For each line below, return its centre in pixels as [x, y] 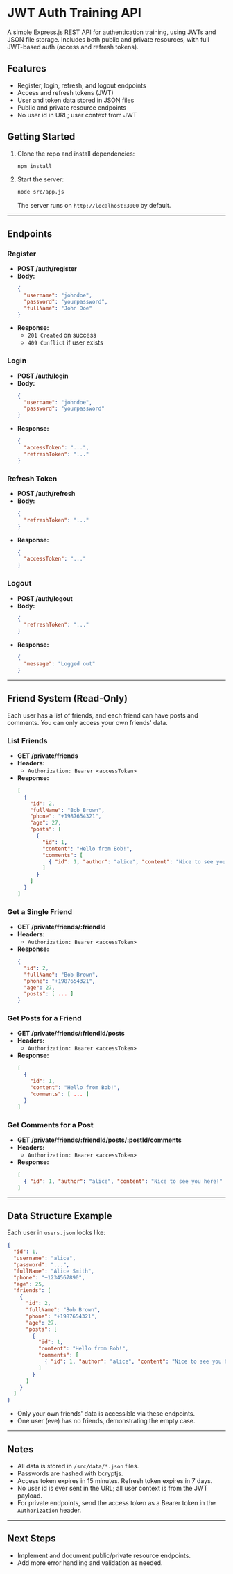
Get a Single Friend [40, 911]
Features [27, 68]
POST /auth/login [43, 376]
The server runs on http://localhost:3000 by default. [94, 206]
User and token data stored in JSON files [76, 100]
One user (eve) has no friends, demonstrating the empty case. [106, 1421]
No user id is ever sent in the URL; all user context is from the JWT [112, 1489]
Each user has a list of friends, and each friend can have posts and [103, 715]
